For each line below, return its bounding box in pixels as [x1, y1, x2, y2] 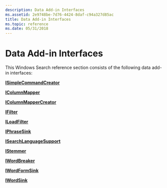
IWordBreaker [5, 158, 35, 164]
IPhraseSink [5, 129, 31, 135]
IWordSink [5, 177, 28, 183]
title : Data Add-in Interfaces [5, 17, 71, 22]
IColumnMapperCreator [5, 99, 57, 105]
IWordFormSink [5, 167, 39, 174]
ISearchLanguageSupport [5, 138, 61, 144]
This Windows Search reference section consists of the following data [5, 65, 151, 71]
